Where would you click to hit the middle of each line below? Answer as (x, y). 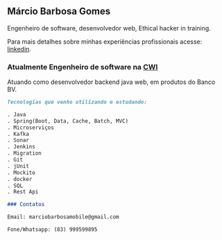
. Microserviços (31, 128)
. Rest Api (23, 192)
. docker (20, 179)
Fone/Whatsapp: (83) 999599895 (52, 230)
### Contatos (26, 205)
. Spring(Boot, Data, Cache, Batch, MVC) (68, 121)
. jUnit (18, 166)
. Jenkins (22, 147)
